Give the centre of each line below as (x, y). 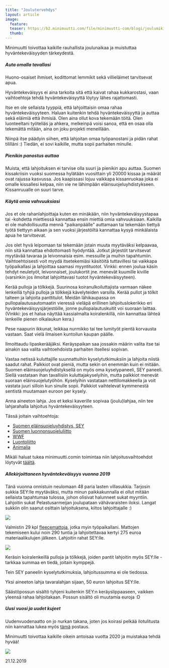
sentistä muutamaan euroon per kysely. (46, 391)
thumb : (17, 33)
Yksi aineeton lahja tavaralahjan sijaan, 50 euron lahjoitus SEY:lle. (73, 582)
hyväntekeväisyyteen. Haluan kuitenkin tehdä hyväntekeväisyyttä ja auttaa (82, 113)
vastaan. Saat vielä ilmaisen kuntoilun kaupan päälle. (60, 334)
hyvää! (12, 642)
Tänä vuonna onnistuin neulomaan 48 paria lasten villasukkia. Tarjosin (78, 486)
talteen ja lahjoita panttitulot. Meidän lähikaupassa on (60, 297)
